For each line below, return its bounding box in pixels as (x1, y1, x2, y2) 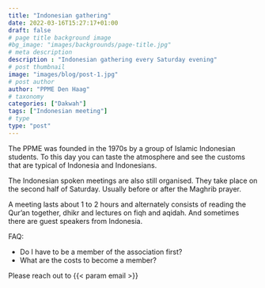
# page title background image (8, 33, 112, 42)
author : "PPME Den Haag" (8, 85, 90, 93)
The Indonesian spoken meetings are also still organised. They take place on (8, 176, 258, 185)
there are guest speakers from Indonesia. (8, 216, 143, 225)
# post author (8, 78, 55, 85)
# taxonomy (8, 93, 44, 100)
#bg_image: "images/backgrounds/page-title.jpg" (8, 41, 172, 49)
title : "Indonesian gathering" (8, 11, 112, 20)
